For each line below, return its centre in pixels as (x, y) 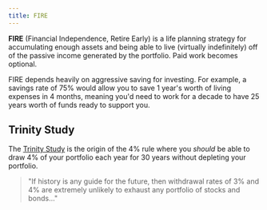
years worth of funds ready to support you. (79, 105)
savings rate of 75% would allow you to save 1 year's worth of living (120, 88)
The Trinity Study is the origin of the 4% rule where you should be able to (129, 149)
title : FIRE (28, 16)
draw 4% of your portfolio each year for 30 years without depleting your (127, 157)
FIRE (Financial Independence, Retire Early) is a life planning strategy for (127, 38)
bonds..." (43, 198)
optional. (23, 64)
